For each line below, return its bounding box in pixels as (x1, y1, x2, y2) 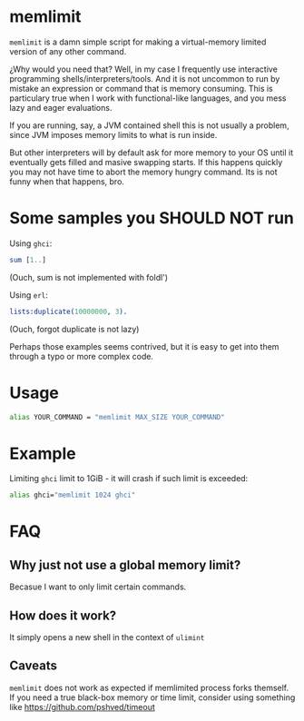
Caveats (9, 658, 57, 674)
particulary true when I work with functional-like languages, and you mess (9, 93, 287, 104)
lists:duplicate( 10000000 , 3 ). (9, 307, 128, 316)
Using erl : (9, 289, 48, 301)
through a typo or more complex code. (9, 351, 154, 361)
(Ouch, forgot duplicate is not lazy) (9, 323, 140, 334)
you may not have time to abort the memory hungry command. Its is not (9, 166, 279, 177)
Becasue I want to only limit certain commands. (9, 581, 187, 592)
